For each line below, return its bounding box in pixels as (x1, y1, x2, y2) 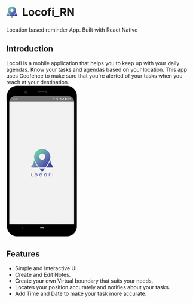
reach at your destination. (6, 79, 70, 86)
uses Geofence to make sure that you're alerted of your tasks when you (6, 72, 183, 79)
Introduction (6, 44, 54, 54)
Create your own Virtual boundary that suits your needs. (14, 277, 154, 284)
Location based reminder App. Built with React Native (6, 26, 138, 33)
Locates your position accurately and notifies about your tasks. (14, 283, 170, 290)
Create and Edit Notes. (14, 271, 71, 278)
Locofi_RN (22, 5, 75, 19)
